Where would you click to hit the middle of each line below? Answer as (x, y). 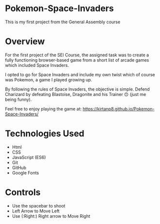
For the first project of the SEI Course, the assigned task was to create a (77, 55)
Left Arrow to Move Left (36, 211)
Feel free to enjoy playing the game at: (43, 109)
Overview (25, 41)
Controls (23, 192)
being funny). (18, 99)
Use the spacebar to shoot (39, 206)
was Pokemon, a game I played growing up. (48, 80)
